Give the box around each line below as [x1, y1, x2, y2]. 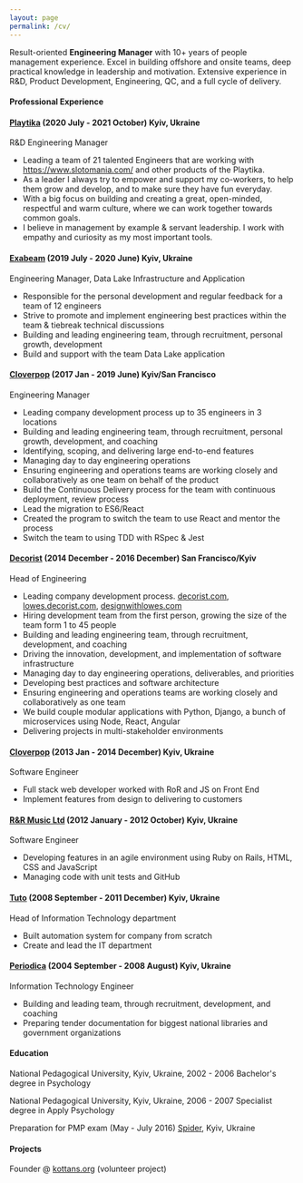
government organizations [22, 1027, 122, 1038]
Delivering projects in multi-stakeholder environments [22, 725, 224, 736]
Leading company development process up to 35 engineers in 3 [22, 406, 262, 417]
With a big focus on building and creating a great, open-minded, [22, 193, 263, 204]
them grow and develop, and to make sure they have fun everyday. [22, 183, 273, 195]
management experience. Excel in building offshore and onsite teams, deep [9, 56, 292, 67]
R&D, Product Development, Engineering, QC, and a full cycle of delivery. [9, 75, 282, 86]
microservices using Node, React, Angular [22, 716, 181, 727]
